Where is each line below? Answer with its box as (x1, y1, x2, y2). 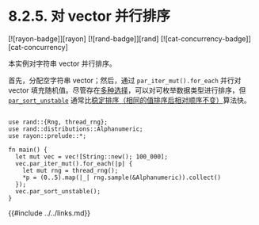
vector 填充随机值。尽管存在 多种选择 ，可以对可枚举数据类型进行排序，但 (8, 85, 246, 95)
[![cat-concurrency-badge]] (160, 33, 252, 44)
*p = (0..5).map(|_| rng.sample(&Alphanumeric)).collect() (22, 174, 222, 181)
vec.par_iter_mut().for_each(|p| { (15, 159, 133, 167)
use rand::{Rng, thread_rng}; (8, 118, 109, 126)
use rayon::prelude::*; (8, 132, 87, 139)
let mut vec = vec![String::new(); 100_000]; (15, 152, 169, 161)
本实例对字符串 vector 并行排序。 (8, 59, 116, 68)
